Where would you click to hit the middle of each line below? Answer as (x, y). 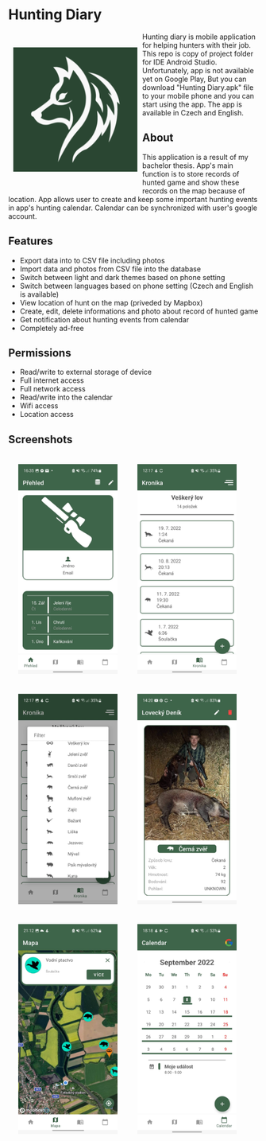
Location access (46, 415)
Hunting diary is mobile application (199, 37)
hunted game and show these (191, 182)
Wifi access (39, 406)
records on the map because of (194, 191)
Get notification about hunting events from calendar (104, 319)
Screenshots (40, 439)
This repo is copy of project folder (198, 53)
